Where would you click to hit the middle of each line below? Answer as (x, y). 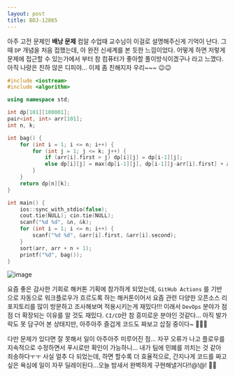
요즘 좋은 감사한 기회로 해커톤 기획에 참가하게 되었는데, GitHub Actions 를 (108, 289)
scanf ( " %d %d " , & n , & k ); (56, 222)
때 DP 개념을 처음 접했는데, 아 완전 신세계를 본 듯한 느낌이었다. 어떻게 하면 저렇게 (116, 50)
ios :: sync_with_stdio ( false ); (64, 209)
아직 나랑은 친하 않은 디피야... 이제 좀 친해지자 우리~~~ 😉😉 (89, 67)
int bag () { (24, 138)
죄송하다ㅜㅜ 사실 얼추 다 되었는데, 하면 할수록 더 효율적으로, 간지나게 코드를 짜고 (117, 356)
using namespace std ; (39, 100)
